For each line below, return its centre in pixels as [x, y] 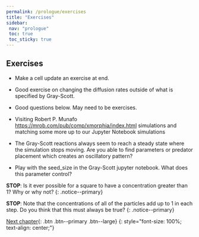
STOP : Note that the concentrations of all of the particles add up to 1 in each [99, 203]
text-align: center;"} [30, 227]
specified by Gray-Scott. [45, 96]
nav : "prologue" [29, 28]
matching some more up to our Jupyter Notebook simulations [90, 131]
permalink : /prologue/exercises [46, 12]
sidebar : [17, 23]
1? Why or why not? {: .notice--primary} [55, 192]
